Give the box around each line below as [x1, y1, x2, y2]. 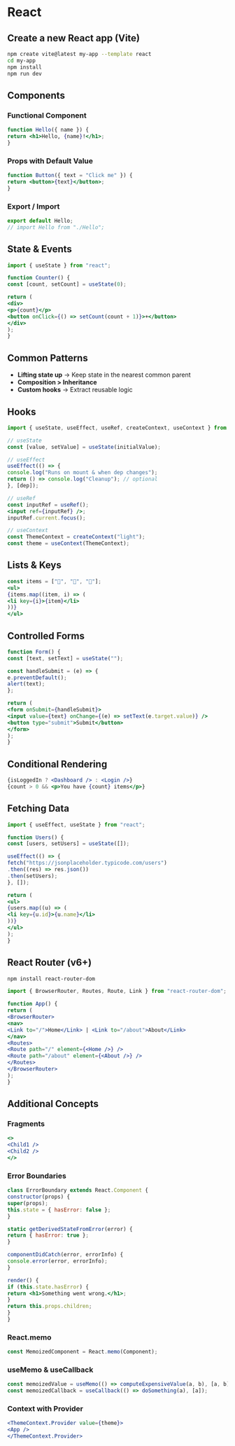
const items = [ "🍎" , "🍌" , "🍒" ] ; [7, 578, 101, 585]
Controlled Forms [7, 630, 85, 641]
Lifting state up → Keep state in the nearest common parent [17, 370, 191, 379]
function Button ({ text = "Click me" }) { [7, 172, 133, 179]
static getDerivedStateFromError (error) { [7, 1225, 133, 1232]
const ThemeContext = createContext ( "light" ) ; [7, 534, 145, 541]
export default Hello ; [7, 218, 73, 225]
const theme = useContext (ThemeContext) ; [7, 540, 130, 547]
